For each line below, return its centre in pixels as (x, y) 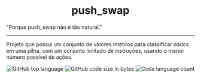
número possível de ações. (39, 57)
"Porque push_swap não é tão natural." (54, 27)
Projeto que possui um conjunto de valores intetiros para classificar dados (98, 44)
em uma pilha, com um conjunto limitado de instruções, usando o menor (95, 50)
